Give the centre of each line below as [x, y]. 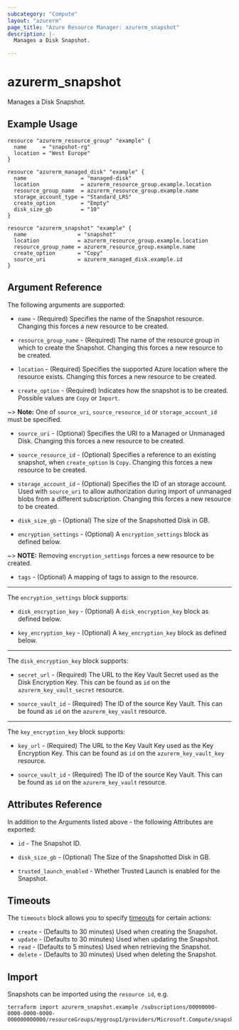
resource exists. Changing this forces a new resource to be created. [117, 376]
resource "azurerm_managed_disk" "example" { [76, 172]
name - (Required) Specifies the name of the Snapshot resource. [111, 318]
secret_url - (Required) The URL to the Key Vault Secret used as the [118, 675]
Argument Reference [55, 287]
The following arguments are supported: [67, 305]
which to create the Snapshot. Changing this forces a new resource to [120, 348]
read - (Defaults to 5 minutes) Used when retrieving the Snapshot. [114, 947]
